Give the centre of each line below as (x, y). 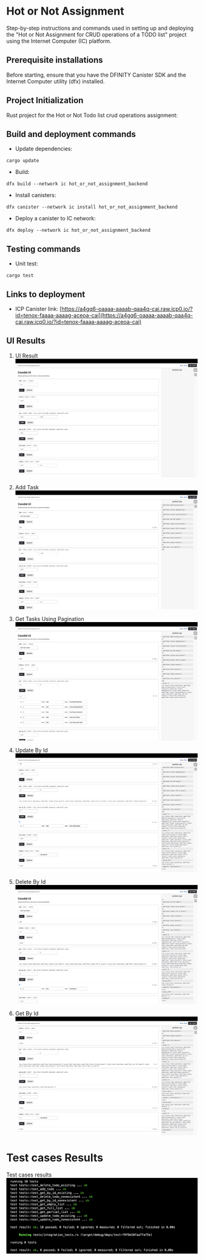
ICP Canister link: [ (38, 309)
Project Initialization (45, 101)
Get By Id (27, 1013)
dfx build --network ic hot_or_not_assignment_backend (77, 184)
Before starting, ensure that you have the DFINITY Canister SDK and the (96, 75)
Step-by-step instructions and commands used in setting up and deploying (100, 28)
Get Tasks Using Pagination (49, 618)
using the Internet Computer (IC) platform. (59, 41)
